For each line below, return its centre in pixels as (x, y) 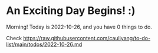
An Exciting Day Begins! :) (71, 11)
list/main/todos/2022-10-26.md (44, 44)
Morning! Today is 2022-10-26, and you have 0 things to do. (79, 27)
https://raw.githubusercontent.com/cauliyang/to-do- (87, 38)
